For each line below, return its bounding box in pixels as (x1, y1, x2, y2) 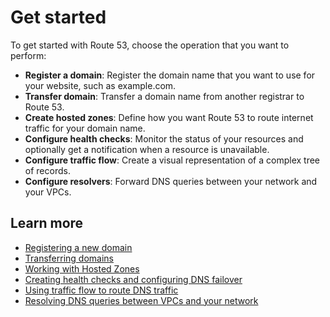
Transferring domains (24, 252, 114, 264)
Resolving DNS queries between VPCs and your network (24, 294, 259, 306)
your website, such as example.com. (24, 79, 177, 91)
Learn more (10, 215, 84, 232)
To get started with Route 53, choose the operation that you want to (10, 39, 290, 51)
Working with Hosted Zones (24, 262, 140, 275)
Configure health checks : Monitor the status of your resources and (24, 132, 304, 145)
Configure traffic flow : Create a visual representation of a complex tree (24, 154, 321, 166)
